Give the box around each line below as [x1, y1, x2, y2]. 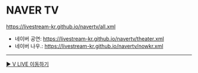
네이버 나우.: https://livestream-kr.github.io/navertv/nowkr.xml [14, 42, 164, 49]
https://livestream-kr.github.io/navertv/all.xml [6, 23, 116, 30]
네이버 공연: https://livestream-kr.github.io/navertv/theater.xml [14, 35, 164, 42]
